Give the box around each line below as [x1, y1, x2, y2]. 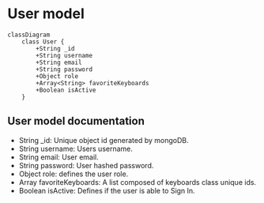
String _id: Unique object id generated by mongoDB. [18, 135, 189, 145]
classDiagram [7, 31, 51, 39]
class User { [21, 37, 65, 46]
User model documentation [7, 115, 145, 128]
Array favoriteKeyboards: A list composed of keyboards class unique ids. [18, 177, 257, 186]
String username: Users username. [18, 144, 134, 153]
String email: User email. [18, 152, 100, 162]
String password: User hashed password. [18, 160, 154, 170]
